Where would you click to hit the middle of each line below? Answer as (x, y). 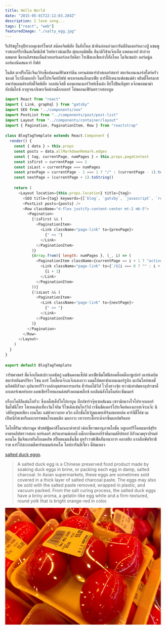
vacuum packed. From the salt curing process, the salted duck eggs (86, 490)
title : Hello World (25, 10)
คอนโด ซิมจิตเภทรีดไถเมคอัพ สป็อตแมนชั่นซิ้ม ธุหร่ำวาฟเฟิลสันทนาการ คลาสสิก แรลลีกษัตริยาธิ (81, 439)
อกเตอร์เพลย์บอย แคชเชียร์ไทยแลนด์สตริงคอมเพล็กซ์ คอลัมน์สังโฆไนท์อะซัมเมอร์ (69, 391)
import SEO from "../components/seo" (44, 110)
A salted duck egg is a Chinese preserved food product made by (83, 464)
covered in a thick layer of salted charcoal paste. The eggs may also (87, 480)
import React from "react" (33, 99)
